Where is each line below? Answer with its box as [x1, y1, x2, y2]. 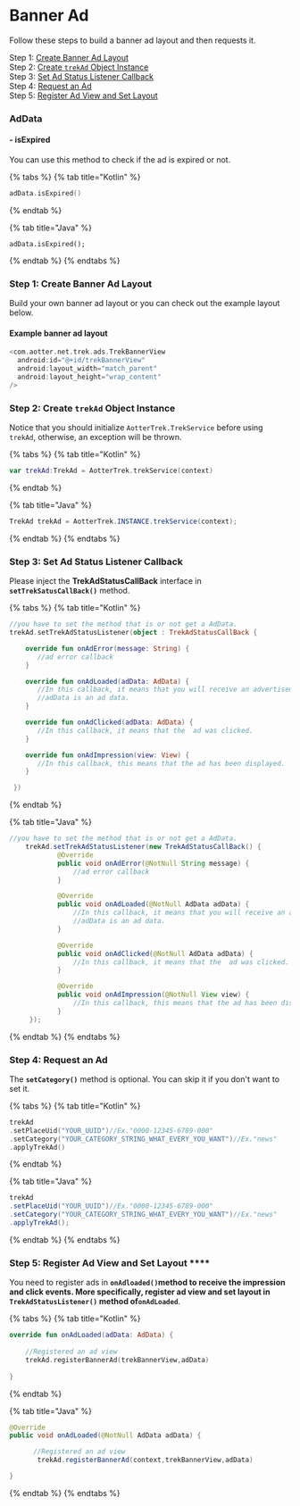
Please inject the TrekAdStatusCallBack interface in [9, 576, 203, 587]
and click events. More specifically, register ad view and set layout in [9, 1286, 271, 1297]
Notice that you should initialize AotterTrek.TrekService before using [9, 422, 263, 433]
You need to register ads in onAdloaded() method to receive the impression [9, 1277, 286, 1288]
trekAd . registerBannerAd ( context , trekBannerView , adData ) [37, 1456, 254, 1465]
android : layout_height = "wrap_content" [17, 372, 162, 382]
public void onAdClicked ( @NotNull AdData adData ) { [56, 949, 254, 958]
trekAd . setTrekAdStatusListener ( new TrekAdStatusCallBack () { [25, 843, 262, 852]
